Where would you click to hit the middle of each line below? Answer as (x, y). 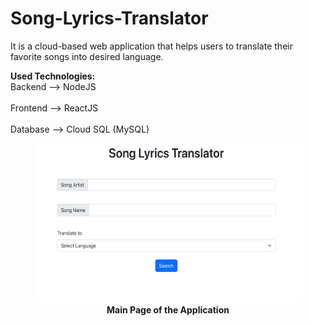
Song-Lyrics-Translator (109, 18)
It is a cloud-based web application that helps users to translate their (151, 46)
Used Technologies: (53, 76)
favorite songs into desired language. (87, 56)
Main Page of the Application (168, 309)
